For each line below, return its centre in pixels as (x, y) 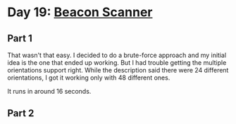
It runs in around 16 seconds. (49, 91)
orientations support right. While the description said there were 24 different (118, 70)
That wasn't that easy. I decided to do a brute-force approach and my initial (117, 55)
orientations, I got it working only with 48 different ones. (89, 77)
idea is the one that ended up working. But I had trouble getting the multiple (117, 63)
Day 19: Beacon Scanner (80, 12)
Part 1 (20, 38)
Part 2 (21, 113)
